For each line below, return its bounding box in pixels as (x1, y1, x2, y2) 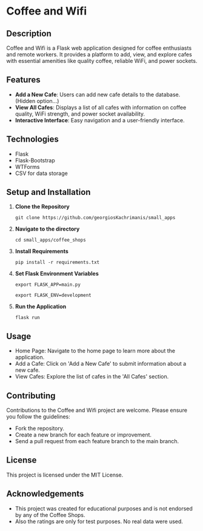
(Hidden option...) (15, 97, 59, 104)
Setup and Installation (6, 187, 91, 197)
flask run (15, 315, 41, 321)
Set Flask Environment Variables (15, 270, 99, 277)
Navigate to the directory (15, 225, 80, 233)
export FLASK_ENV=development (15, 292, 92, 298)
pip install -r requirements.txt (15, 259, 100, 266)
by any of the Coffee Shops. (15, 511, 86, 518)
